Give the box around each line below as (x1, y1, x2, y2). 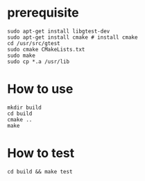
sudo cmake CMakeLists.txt (7, 46, 85, 53)
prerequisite (7, 5, 80, 21)
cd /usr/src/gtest (7, 40, 60, 46)
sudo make (7, 52, 36, 59)
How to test (7, 146, 75, 161)
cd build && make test (7, 168, 73, 175)
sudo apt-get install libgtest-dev (7, 28, 110, 35)
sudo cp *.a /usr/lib (7, 58, 70, 65)
